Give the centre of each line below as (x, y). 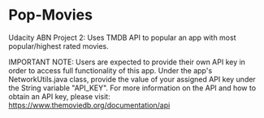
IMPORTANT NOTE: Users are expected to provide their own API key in (127, 62)
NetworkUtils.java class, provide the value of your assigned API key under (132, 79)
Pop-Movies (51, 15)
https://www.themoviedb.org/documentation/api (89, 105)
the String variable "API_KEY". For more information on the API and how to (132, 88)
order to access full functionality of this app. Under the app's (110, 70)
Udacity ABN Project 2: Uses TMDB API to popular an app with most (122, 37)
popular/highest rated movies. (58, 46)
